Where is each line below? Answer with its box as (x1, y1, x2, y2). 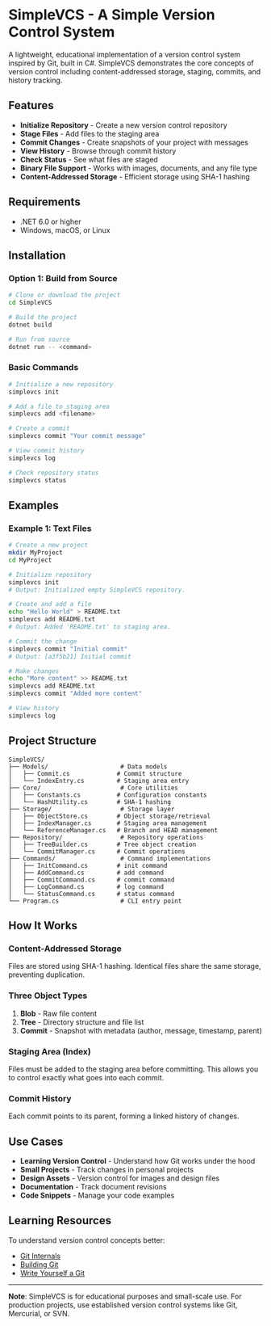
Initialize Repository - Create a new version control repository (19, 120, 227, 130)
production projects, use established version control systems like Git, (8, 1299, 238, 1310)
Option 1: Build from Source (8, 272, 119, 284)
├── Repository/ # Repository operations (8, 833, 204, 841)
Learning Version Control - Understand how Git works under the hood (19, 1156, 256, 1166)
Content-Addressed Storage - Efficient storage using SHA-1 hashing (19, 171, 250, 181)
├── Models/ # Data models (8, 762, 168, 771)
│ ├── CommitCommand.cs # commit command (8, 875, 175, 884)
